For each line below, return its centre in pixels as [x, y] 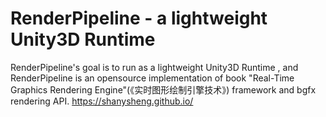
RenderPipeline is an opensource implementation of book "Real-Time [152, 78]
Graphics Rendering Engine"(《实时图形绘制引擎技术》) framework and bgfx [163, 89]
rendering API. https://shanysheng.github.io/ [102, 101]
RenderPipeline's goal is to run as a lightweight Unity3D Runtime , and [154, 67]
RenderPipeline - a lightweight [139, 18]
